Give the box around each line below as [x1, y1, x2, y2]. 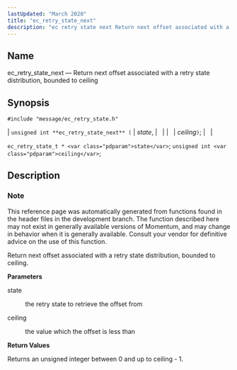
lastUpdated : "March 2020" [7, 10, 87, 18]
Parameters [7, 272, 42, 281]
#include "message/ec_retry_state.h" [7, 116, 119, 123]
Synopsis [7, 96, 50, 108]
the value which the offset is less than [25, 327, 136, 335]
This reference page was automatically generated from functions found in [7, 207, 223, 215]
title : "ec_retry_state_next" [7, 17, 97, 24]
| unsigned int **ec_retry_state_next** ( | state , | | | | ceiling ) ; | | [7, 128, 213, 136]
